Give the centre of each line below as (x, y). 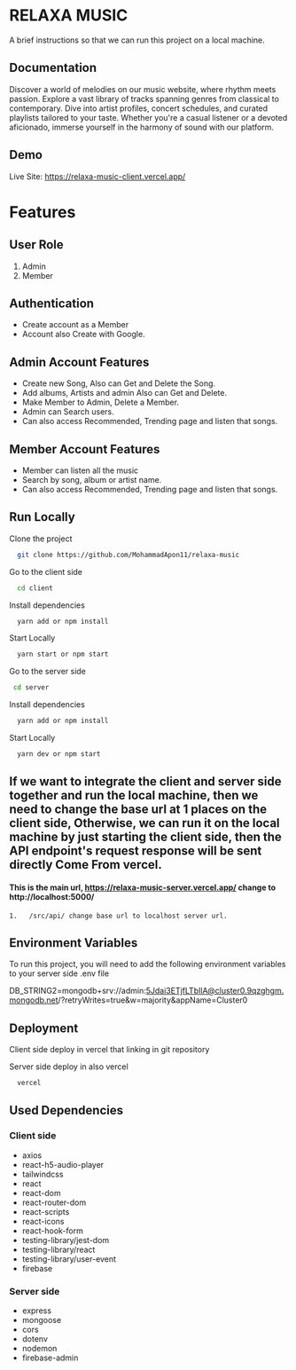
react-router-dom (54, 1202)
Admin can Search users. (68, 412)
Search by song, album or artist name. (92, 480)
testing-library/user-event (69, 1259)
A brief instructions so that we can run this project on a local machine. (137, 40)
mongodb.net (34, 1000)
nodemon (39, 1349)
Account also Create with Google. (83, 335)
